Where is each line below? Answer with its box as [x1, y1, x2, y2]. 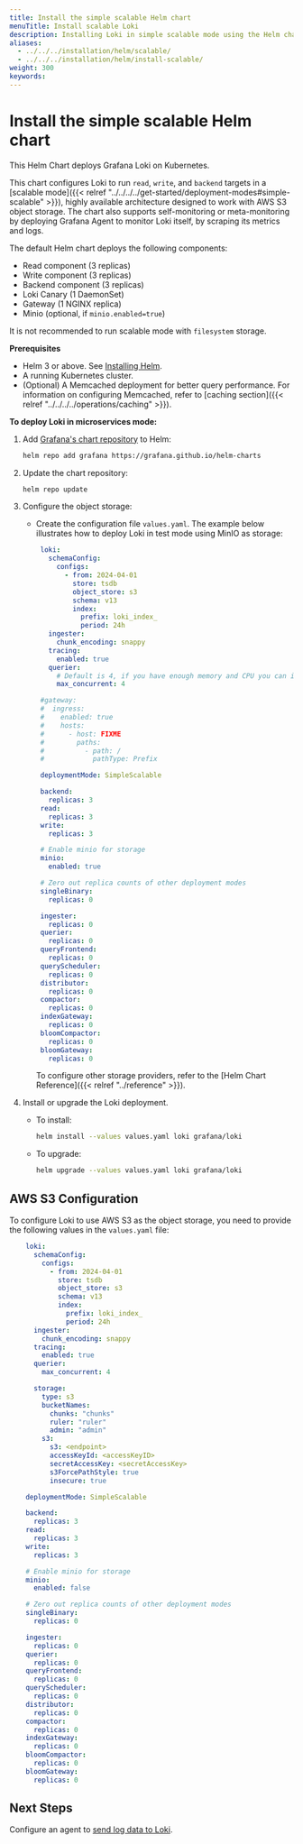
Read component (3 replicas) [22, 260, 131, 271]
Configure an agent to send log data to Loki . [9, 1824, 173, 1835]
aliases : [9, 38, 42, 48]
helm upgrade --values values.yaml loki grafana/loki [35, 1166, 243, 1175]
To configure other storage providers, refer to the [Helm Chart [35, 1070, 266, 1081]
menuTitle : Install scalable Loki [9, 22, 140, 31]
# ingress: [40, 704, 86, 713]
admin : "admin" [49, 1426, 106, 1435]
